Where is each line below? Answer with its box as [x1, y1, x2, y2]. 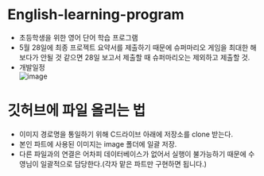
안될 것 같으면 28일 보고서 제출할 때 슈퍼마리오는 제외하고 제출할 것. [40, 52, 250, 62]
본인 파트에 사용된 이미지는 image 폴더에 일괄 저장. [18, 139, 177, 148]
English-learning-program [7, 6, 184, 24]
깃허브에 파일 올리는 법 [7, 101, 146, 120]
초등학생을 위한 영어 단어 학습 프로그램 [18, 33, 138, 42]
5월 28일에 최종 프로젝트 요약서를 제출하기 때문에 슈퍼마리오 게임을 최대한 [18, 42, 249, 52]
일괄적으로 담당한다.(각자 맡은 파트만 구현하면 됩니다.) [40, 159, 208, 168]
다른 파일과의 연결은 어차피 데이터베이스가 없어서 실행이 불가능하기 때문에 [18, 149, 247, 159]
